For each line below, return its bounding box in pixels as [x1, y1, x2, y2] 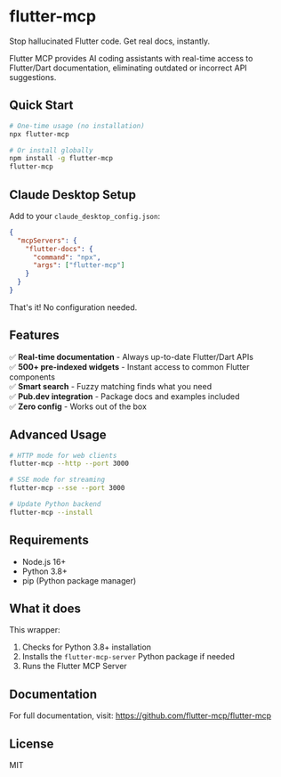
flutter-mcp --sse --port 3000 [9, 484, 125, 493]
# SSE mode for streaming [9, 475, 105, 485]
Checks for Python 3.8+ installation [21, 642, 152, 652]
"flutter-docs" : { [25, 244, 93, 253]
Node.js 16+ [21, 556, 67, 567]
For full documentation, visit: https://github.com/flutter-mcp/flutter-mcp [9, 710, 272, 721]
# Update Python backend [9, 500, 101, 509]
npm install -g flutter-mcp [9, 154, 114, 163]
